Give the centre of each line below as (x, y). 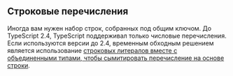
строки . (19, 65)
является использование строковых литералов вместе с (92, 50)
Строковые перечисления (68, 12)
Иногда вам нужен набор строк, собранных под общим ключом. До (110, 28)
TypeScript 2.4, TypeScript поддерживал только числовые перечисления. (117, 36)
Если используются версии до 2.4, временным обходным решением (111, 43)
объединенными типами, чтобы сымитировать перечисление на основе (116, 58)
